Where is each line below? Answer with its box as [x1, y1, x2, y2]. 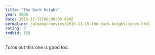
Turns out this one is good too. [5, 44, 69, 50]
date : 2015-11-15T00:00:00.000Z [5, 16, 73, 21]
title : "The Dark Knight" [5, 7, 60, 12]
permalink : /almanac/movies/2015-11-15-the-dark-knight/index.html [5, 21, 151, 26]
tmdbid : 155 [5, 30, 30, 35]
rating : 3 [5, 26, 26, 31]
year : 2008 [5, 12, 28, 17]
